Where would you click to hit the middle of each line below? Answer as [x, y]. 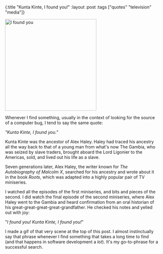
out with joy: [18, 212]
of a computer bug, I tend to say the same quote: [54, 123]
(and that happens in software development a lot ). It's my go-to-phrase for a [81, 242]
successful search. [24, 247]
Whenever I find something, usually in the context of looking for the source [80, 117]
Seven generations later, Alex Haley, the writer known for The [66, 167]
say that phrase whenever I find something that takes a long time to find [77, 237]
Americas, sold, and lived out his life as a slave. [52, 157]
